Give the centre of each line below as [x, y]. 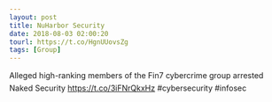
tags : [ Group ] [35, 50]
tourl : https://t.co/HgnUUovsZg [69, 42]
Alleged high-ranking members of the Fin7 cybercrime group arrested [136, 76]
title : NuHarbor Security [57, 25]
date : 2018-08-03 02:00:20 [59, 33]
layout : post [33, 17]
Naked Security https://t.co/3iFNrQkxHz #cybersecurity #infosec [128, 88]
